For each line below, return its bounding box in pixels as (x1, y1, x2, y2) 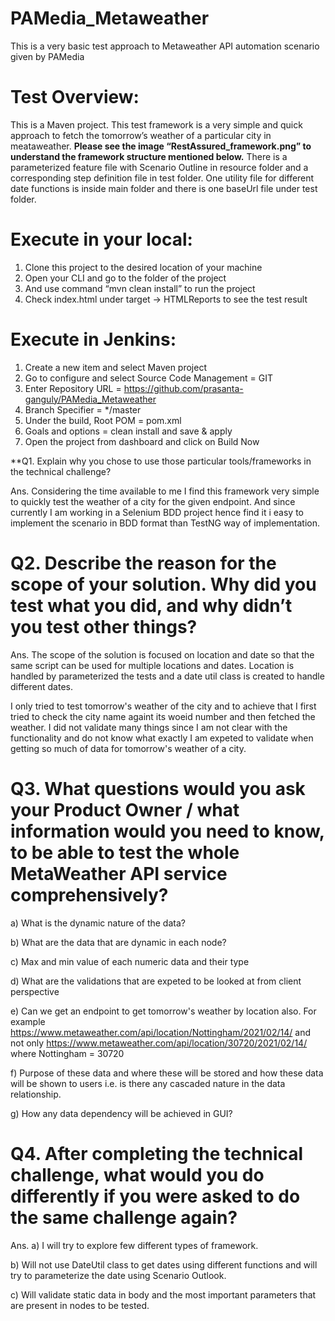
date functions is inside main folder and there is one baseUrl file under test (10, 182, 318, 194)
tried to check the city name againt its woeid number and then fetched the (10, 710, 316, 722)
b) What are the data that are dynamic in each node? (10, 936, 227, 948)
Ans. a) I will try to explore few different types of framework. (10, 1239, 259, 1251)
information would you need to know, (10, 820, 325, 842)
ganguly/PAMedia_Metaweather (24, 393, 157, 405)
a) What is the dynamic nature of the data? (10, 917, 186, 929)
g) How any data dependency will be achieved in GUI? (10, 1107, 233, 1119)
